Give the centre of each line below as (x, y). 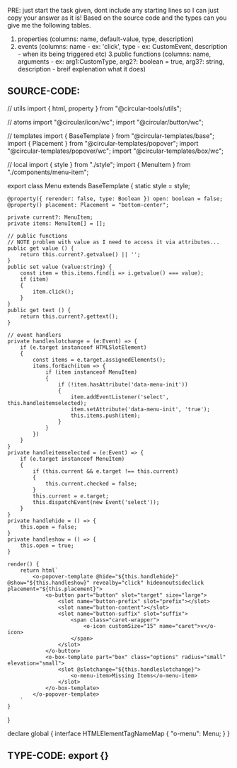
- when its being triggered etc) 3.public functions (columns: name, (114, 54)
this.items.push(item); (105, 415)
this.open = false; (49, 527)
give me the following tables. (49, 25)
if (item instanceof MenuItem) (91, 372)
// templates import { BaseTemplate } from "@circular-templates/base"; (111, 136)
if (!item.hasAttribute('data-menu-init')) (123, 384)
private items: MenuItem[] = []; (57, 223)
